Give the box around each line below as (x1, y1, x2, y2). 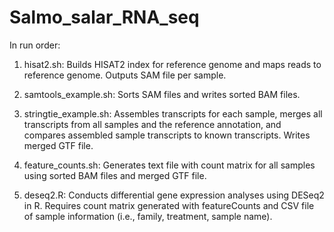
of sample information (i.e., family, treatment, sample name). (23, 210, 273, 222)
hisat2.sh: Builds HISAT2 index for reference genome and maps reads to (23, 58, 322, 70)
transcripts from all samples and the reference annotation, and (23, 118, 282, 130)
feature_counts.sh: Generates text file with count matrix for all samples (23, 159, 316, 171)
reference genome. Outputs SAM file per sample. (23, 69, 227, 81)
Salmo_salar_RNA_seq (9, 6, 200, 29)
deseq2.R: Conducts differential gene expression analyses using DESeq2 (23, 189, 325, 201)
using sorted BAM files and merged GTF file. (23, 169, 207, 181)
